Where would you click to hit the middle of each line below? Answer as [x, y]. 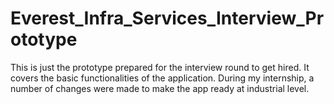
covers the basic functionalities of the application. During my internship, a [162, 78]
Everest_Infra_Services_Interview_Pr [167, 18]
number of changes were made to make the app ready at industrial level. [160, 88]
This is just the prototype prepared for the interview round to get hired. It [160, 67]
